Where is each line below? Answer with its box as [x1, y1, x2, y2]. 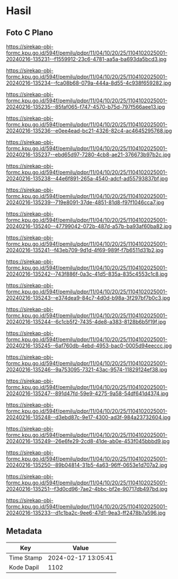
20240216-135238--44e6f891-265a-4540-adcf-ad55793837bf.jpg [6, 175, 168, 182]
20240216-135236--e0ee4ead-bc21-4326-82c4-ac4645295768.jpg [6, 128, 172, 134]
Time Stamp [9, 554, 43, 562]
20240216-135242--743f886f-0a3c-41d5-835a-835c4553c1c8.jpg [6, 270, 168, 277]
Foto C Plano [6, 28, 53, 38]
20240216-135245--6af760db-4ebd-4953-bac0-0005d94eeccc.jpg [6, 342, 172, 349]
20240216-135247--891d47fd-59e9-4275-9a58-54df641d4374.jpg [6, 390, 169, 397]
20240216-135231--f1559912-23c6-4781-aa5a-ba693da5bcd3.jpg [6, 56, 167, 62]
